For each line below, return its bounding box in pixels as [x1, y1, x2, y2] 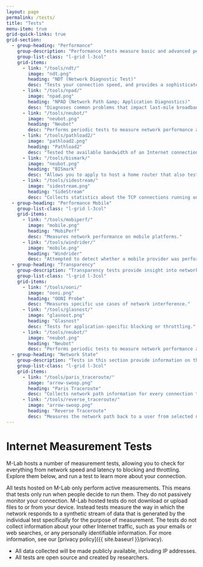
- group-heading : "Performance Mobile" [11, 200, 112, 206]
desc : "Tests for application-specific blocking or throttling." [28, 323, 196, 329]
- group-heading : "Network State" [11, 352, 98, 358]
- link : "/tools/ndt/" [22, 65, 80, 71]
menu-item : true [6, 25, 47, 32]
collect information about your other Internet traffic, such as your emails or [6, 522, 192, 530]
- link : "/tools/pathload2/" [22, 132, 96, 139]
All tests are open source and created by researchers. [14, 554, 149, 561]
